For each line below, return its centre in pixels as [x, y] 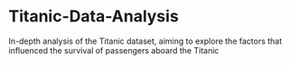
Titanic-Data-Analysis [94, 16]
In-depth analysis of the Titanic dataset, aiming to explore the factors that [145, 41]
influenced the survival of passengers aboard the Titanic [114, 50]
